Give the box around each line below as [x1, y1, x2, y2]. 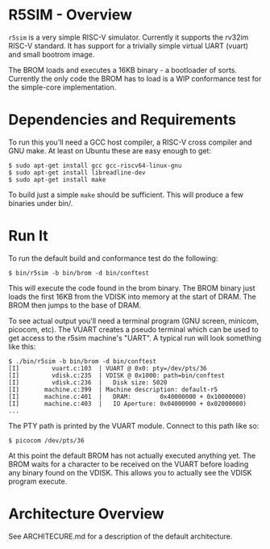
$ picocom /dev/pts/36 [8, 436, 85, 445]
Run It [8, 227, 48, 245]
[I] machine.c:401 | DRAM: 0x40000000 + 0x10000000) [8, 392, 247, 400]
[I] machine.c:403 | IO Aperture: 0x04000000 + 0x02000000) [8, 400, 247, 408]
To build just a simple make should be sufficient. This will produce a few [8, 190, 244, 199]
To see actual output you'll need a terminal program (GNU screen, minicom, [8, 316, 260, 325]
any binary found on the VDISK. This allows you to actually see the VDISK [8, 467, 252, 477]
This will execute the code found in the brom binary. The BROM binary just [8, 283, 255, 292]
